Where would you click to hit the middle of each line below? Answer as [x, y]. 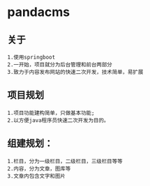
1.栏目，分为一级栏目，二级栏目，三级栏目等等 [65, 161]
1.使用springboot [31, 57]
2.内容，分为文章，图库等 [39, 169]
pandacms [39, 12]
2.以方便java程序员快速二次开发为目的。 [58, 120]
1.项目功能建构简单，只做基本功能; [51, 113]
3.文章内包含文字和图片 [37, 176]
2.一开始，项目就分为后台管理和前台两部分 [60, 65]
